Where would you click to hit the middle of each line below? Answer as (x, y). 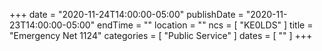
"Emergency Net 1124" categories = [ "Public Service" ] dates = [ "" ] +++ (161, 35)
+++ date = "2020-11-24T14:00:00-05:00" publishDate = (126, 14)
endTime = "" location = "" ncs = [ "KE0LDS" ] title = (205, 25)
